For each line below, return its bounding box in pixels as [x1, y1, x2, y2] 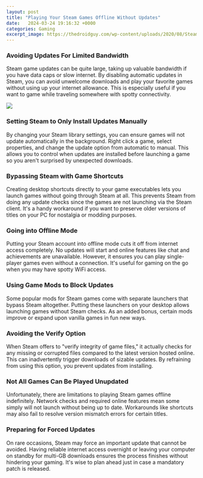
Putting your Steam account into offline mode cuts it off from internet [6, 240, 178, 247]
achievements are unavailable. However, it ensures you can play [6, 253, 166, 260]
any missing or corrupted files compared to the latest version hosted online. [6, 349, 195, 356]
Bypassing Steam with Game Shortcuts [6, 172, 124, 180]
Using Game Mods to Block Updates [6, 281, 114, 289]
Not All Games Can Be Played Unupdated [6, 377, 129, 385]
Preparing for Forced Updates [6, 425, 95, 434]
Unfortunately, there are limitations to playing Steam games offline [6, 391, 171, 398]
